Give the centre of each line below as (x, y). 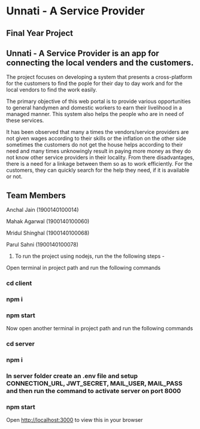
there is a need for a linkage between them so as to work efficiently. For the (99, 164)
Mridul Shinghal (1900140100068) (48, 233)
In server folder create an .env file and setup (72, 376)
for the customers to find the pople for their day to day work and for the (94, 83)
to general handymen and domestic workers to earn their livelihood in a (94, 108)
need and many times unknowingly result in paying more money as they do (99, 151)
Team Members (36, 195)
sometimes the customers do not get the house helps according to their (95, 145)
